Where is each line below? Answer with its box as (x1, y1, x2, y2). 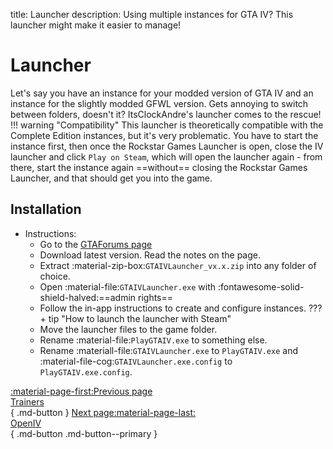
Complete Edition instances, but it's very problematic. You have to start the (10, 129, 319, 141)
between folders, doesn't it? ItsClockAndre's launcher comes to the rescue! (10, 108, 322, 120)
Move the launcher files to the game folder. (39, 323, 218, 335)
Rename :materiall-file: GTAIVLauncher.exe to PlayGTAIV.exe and (39, 344, 299, 356)
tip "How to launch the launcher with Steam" (48, 312, 232, 324)
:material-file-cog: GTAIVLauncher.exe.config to (39, 355, 233, 367)
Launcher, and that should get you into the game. (10, 172, 213, 184)
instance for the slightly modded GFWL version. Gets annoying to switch (10, 97, 309, 109)
